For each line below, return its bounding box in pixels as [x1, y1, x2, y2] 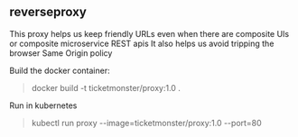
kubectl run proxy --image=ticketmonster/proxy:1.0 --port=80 [31, 117, 262, 128]
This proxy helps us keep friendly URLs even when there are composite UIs [9, 28, 290, 39]
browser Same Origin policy [9, 47, 113, 59]
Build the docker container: [9, 65, 110, 76]
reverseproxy [9, 5, 88, 20]
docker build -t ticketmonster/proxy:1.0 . [31, 82, 181, 93]
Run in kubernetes [9, 100, 78, 111]
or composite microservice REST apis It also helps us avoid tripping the [9, 38, 275, 49]
